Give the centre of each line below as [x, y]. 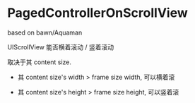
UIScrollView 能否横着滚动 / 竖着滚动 [61, 47]
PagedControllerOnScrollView [98, 13]
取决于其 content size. [40, 62]
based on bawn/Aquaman [45, 32]
